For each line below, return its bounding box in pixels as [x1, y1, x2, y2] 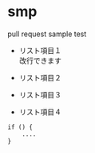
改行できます [18, 56, 61, 65]
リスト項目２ [18, 72, 61, 82]
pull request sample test [7, 29, 87, 39]
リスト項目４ [18, 107, 61, 117]
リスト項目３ [18, 89, 61, 99]
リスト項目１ [18, 45, 61, 55]
